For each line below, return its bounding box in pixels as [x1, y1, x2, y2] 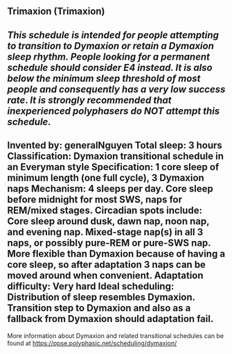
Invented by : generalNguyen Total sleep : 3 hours [7, 140, 223, 151]
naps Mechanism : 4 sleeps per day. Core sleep [7, 183, 213, 195]
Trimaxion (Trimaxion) [7, 6, 105, 17]
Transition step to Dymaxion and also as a [7, 302, 191, 314]
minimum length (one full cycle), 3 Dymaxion [7, 172, 204, 184]
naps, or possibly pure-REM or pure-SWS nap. [7, 237, 211, 249]
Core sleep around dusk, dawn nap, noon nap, [7, 215, 210, 228]
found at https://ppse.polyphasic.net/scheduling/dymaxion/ [7, 339, 177, 347]
